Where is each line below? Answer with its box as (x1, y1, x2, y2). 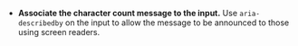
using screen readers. (17, 27, 101, 37)
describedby (17, 19, 63, 28)
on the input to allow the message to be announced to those (64, 17, 290, 28)
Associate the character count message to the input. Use (17, 8, 238, 18)
